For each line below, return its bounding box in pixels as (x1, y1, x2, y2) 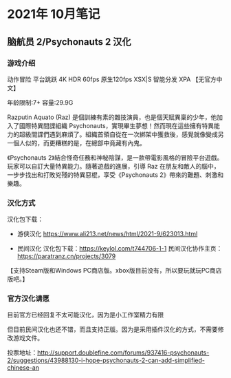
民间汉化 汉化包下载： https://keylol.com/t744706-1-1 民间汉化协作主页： (16, 244, 223, 253)
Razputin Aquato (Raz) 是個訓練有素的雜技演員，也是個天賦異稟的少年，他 (7, 113, 217, 121)
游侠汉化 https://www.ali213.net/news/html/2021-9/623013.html (16, 230, 198, 238)
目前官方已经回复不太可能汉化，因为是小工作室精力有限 (7, 311, 164, 319)
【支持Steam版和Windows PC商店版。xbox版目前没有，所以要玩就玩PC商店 (7, 266, 222, 275)
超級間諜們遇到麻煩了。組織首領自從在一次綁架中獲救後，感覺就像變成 (19, 130, 218, 138)
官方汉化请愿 (7, 294, 50, 304)
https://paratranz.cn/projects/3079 (16, 252, 116, 260)
